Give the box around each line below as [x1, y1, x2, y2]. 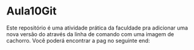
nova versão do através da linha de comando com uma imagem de [6, 30, 174, 37]
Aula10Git [6, 4, 57, 18]
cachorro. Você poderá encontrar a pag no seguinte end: [6, 37, 150, 44]
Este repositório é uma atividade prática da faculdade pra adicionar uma [6, 24, 188, 31]
